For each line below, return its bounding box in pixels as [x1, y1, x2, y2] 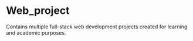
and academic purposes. [6, 29, 66, 36]
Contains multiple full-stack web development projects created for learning [6, 23, 188, 30]
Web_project [6, 4, 70, 17]
